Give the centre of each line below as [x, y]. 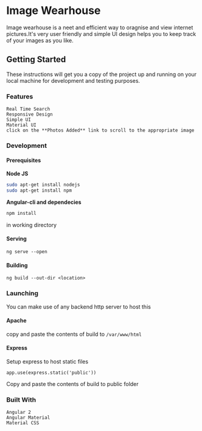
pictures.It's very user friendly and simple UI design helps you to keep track [101, 33]
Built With [21, 399]
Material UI [21, 125]
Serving [17, 239]
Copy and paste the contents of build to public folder [72, 384]
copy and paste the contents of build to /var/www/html [74, 334]
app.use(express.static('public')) [51, 373]
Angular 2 [19, 412]
